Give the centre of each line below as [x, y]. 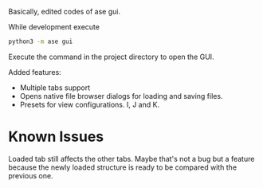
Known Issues [56, 137]
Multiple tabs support [55, 88]
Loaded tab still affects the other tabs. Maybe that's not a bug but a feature [131, 159]
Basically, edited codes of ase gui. [65, 12]
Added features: [35, 72]
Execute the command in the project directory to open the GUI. [111, 57]
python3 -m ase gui [41, 41]
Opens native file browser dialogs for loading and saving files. [121, 96]
